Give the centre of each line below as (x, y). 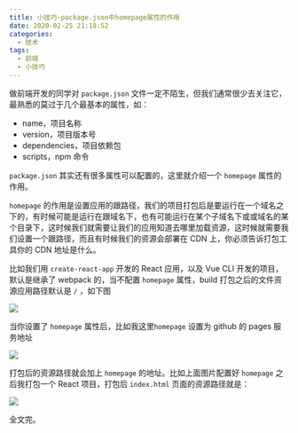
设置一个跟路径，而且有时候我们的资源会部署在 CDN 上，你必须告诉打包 (148, 238)
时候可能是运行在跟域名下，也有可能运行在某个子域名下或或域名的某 (164, 216)
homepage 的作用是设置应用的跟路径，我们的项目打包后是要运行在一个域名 (143, 205)
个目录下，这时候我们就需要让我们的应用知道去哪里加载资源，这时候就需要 (145, 227)
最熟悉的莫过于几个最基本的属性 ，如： (79, 104)
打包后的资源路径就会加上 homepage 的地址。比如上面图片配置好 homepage (141, 373)
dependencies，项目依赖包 (71, 145)
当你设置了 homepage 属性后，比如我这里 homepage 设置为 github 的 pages (141, 326)
